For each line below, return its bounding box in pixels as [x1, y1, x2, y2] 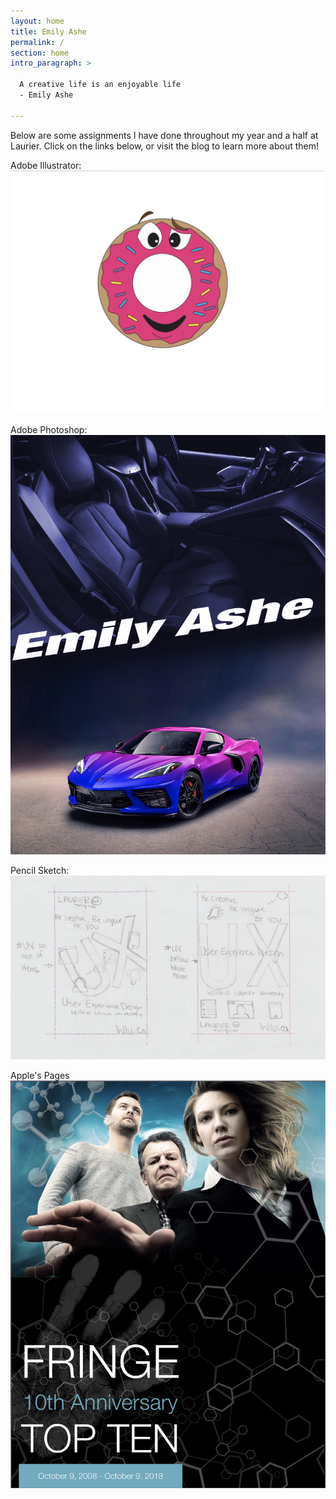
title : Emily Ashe [10, 26, 87, 37]
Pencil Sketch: [10, 864, 70, 876]
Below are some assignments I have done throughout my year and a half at [10, 129, 319, 141]
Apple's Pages [10, 1070, 70, 1082]
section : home [10, 48, 70, 58]
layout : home [10, 16, 65, 26]
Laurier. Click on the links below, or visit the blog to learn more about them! [10, 140, 320, 152]
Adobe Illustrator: [10, 159, 82, 171]
